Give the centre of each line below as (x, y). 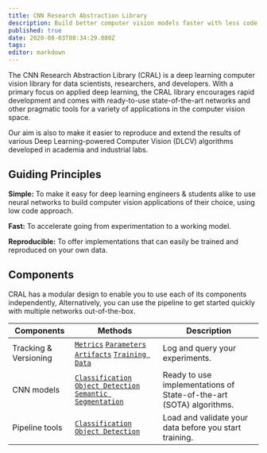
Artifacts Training (110, 354)
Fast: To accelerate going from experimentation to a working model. (120, 226)
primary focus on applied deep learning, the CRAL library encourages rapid (132, 92)
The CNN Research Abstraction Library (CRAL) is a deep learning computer (132, 75)
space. (19, 117)
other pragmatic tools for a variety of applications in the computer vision (127, 109)
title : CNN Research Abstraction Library (78, 15)
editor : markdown (37, 52)
